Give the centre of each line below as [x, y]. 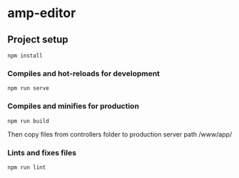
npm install [25, 56]
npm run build [29, 121]
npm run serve [29, 88]
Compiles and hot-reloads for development [84, 73]
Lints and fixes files [42, 152]
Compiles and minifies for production [73, 106]
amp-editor [42, 13]
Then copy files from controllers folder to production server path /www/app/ [120, 134]
